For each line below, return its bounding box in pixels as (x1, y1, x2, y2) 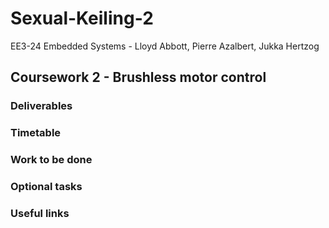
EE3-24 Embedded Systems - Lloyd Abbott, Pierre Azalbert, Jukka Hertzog (10, 40, 320, 52)
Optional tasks (10, 180, 83, 194)
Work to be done (10, 153, 93, 167)
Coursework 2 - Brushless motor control (10, 69, 267, 86)
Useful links (10, 206, 70, 220)
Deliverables (10, 99, 73, 113)
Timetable (10, 126, 62, 140)
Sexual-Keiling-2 (10, 7, 154, 30)
